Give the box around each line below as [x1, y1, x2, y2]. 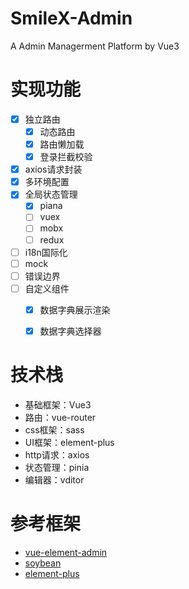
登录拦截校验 [39, 151, 93, 163]
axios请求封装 [24, 163, 83, 176]
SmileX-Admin [10, 7, 133, 30]
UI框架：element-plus [24, 436, 115, 448]
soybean [24, 557, 62, 569]
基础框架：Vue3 [24, 398, 92, 411]
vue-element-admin [24, 546, 108, 558]
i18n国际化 [24, 246, 68, 258]
